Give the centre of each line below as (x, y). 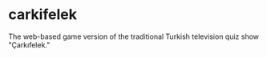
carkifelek (43, 15)
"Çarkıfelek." (29, 44)
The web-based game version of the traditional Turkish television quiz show (133, 36)
